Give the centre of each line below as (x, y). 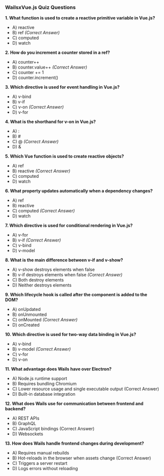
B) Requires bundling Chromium (44, 384)
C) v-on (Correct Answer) (38, 107)
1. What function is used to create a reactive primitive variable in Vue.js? (80, 18)
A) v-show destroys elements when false (53, 270)
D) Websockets (27, 434)
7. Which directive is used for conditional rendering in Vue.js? (69, 226)
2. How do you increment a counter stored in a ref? (58, 52)
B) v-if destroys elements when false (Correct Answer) (67, 275)
